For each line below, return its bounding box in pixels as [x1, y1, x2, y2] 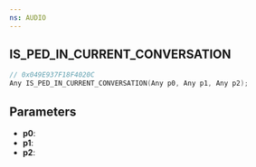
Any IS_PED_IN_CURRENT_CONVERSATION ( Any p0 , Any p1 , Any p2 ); [9, 79, 249, 88]
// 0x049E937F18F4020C [9, 70, 95, 79]
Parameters [9, 104, 77, 119]
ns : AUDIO [9, 13, 47, 23]
